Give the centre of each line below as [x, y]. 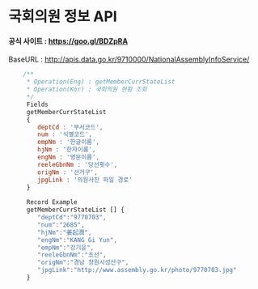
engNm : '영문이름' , [68, 157]
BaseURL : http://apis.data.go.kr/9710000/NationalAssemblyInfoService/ [129, 59]
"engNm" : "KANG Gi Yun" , [77, 240]
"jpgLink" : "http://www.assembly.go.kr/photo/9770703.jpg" [137, 270]
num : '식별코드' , [65, 134]
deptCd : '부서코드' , [70, 127]
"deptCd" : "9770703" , [72, 218]
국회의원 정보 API [63, 17]
